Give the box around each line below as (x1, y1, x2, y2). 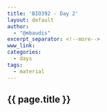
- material (13, 68, 45, 75)
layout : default (7, 17, 54, 24)
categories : (7, 49, 41, 56)
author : (7, 23, 30, 30)
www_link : (7, 42, 36, 49)
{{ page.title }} (7, 93, 71, 105)
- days (13, 55, 32, 62)
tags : (7, 62, 23, 68)
